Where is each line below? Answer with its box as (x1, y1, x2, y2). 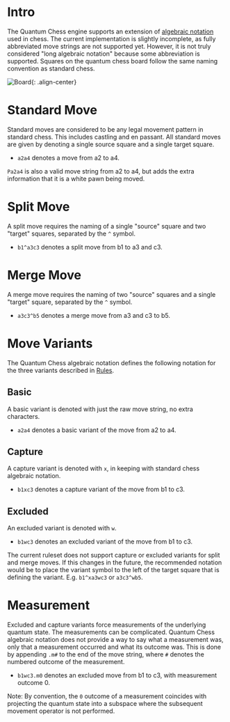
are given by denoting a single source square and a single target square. (7, 140, 215, 148)
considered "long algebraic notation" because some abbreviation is (7, 49, 200, 58)
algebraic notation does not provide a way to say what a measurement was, (7, 636, 224, 644)
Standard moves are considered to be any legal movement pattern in (7, 125, 204, 133)
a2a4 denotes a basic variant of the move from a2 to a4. (17, 426, 176, 434)
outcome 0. (17, 679, 51, 687)
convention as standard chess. (7, 64, 95, 72)
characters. (7, 412, 40, 420)
